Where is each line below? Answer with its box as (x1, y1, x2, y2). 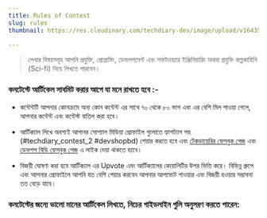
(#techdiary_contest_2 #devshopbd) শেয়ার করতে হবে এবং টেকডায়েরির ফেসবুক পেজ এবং (19, 136, 257, 145)
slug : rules (8, 19, 48, 27)
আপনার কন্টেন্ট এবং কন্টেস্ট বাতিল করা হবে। (19, 111, 120, 120)
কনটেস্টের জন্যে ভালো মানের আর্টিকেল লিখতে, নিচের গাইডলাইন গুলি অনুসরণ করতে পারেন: (8, 199, 240, 210)
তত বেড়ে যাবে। (19, 178, 57, 188)
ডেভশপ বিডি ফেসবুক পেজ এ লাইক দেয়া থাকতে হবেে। (19, 144, 143, 155)
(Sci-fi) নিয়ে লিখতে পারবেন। (27, 64, 101, 74)
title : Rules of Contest (8, 11, 91, 20)
